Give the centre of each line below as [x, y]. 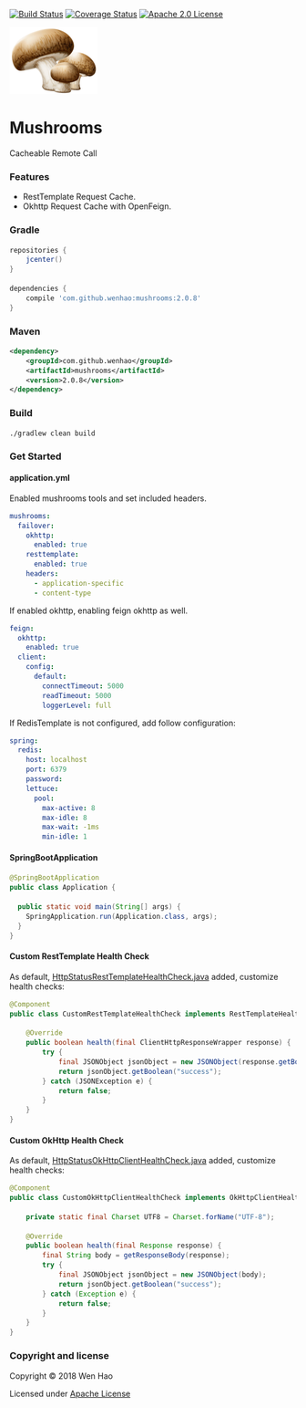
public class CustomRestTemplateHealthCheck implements [117, 1014]
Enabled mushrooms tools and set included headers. [108, 498]
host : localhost [57, 760]
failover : [36, 526]
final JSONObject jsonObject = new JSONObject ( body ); [162, 1275]
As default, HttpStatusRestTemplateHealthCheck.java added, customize [144, 976]
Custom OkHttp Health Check [67, 1140]
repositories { [38, 250]
